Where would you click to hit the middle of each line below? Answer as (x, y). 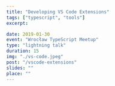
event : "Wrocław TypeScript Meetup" (52, 40)
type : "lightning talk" (36, 45)
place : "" (19, 73)
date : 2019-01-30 (28, 34)
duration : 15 (23, 51)
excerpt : (17, 23)
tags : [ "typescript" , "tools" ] (46, 18)
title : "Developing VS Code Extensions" (58, 12)
